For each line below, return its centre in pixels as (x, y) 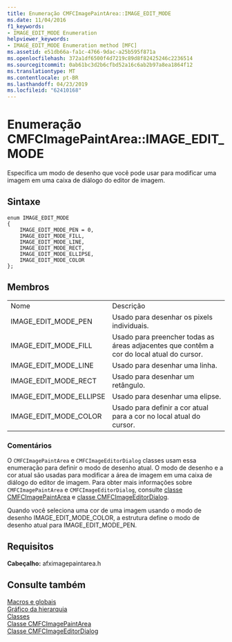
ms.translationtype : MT (41, 71)
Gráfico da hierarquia (37, 609)
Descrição (129, 305)
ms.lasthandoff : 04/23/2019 (48, 84)
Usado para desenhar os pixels (162, 317)
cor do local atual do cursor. (158, 354)
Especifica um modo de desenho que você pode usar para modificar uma (112, 173)
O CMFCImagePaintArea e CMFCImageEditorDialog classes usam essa (102, 460)
